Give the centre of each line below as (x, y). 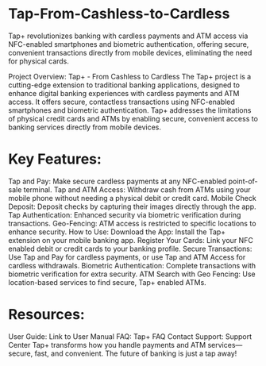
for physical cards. (39, 61)
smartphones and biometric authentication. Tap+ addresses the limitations (130, 110)
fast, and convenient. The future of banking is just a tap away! (136, 353)
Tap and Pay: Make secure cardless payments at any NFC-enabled (118, 181)
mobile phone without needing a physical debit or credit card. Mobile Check (132, 198)
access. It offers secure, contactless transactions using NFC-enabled (122, 102)
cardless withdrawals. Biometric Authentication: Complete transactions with (132, 265)
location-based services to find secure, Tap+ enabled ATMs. (107, 282)
